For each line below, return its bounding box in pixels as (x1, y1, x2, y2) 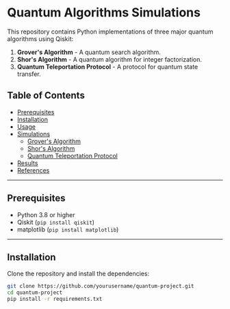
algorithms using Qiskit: (7, 34, 74, 42)
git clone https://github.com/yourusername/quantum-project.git (7, 283, 194, 290)
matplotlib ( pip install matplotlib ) (16, 225, 119, 234)
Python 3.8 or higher (16, 210, 75, 219)
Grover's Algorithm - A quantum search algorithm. (16, 48, 161, 56)
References (16, 166, 50, 174)
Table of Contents (7, 90, 86, 101)
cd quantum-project (7, 289, 63, 296)
